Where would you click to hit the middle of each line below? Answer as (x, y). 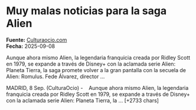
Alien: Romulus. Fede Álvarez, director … (55, 76)
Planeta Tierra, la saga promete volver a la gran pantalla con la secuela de (96, 70)
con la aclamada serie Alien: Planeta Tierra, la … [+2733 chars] (83, 100)
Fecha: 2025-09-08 (30, 46)
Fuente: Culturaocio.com (37, 40)
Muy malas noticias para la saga (86, 11)
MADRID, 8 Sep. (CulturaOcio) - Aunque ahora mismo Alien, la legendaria (97, 88)
